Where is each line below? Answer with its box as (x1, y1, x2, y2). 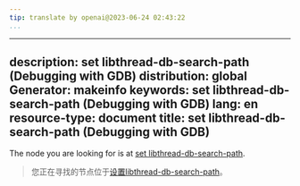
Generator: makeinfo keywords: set (9, 82, 211, 98)
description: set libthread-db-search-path (9, 55, 250, 70)
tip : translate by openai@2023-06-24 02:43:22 (9, 13, 186, 22)
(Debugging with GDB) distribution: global (9, 69, 247, 84)
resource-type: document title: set (9, 111, 206, 126)
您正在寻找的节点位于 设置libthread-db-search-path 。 (30, 166, 228, 177)
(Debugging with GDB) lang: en (82, 97, 259, 112)
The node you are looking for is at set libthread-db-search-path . (9, 148, 246, 159)
